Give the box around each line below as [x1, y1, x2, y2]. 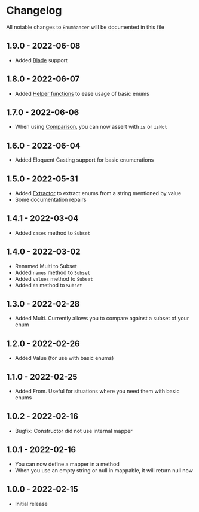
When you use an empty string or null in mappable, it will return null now [14, 466, 193, 474]
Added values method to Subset [14, 275, 94, 282]
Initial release [14, 500, 48, 507]
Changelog [6, 4, 62, 17]
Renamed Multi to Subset [14, 262, 78, 269]
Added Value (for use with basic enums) [14, 355, 114, 362]
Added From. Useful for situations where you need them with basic [14, 387, 180, 395]
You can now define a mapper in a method [14, 461, 120, 468]
